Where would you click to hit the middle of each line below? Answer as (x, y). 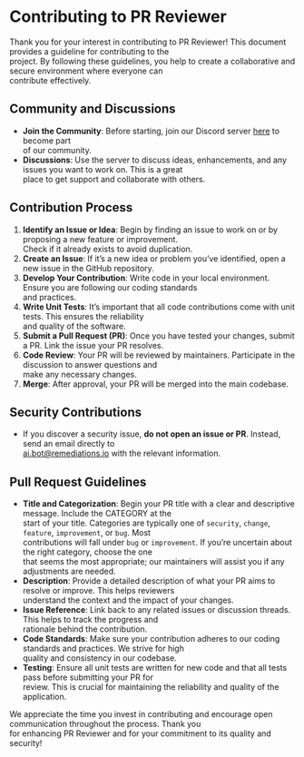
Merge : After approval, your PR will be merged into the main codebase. (155, 384)
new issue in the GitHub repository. (88, 268)
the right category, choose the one (87, 552)
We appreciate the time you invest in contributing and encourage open (142, 714)
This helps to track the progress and (90, 620)
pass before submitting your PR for (88, 677)
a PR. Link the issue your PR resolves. (93, 345)
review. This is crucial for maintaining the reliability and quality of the (151, 687)
